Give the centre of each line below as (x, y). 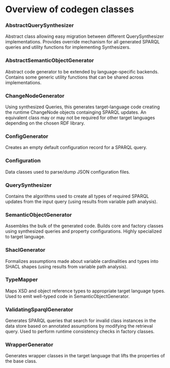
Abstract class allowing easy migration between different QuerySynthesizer (85, 36)
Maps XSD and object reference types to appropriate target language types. (85, 291)
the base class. (21, 361)
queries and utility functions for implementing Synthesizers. (68, 47)
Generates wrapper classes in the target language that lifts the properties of (85, 356)
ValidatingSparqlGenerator (39, 309)
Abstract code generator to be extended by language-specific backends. (82, 71)
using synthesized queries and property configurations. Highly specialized (83, 231)
